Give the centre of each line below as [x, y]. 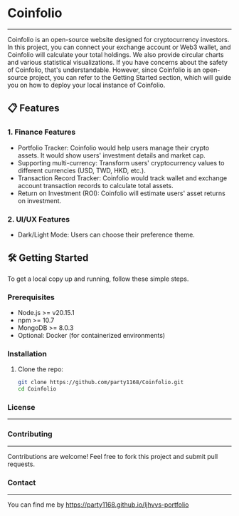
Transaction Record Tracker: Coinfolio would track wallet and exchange [122, 178]
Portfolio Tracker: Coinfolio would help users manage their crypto [113, 148]
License [21, 407]
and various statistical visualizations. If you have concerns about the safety [117, 62]
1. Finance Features [42, 132]
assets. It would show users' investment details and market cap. [112, 155]
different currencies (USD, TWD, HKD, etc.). [81, 170]
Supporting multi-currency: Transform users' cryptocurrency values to [121, 162]
